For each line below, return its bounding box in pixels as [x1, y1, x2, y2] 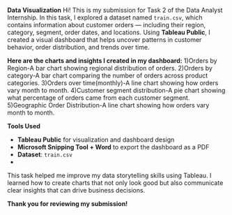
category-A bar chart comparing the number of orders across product [7, 71, 208, 80]
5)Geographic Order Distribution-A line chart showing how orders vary [7, 101, 210, 109]
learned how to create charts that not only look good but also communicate [7, 179, 224, 187]
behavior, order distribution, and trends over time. [7, 43, 150, 51]
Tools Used [7, 122, 40, 130]
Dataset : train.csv [17, 150, 73, 158]
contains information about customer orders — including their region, [7, 21, 206, 29]
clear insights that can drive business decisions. [7, 186, 146, 194]
